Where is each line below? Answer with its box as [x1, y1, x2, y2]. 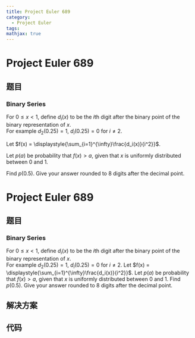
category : [6, 14, 31, 20]
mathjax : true [6, 31, 42, 37]
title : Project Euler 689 [6, 8, 70, 15]
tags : [6, 25, 20, 32]
